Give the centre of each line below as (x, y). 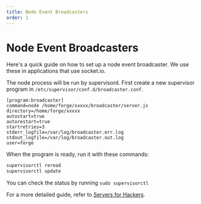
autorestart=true (28, 122)
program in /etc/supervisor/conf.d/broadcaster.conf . (75, 90)
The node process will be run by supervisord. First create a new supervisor (100, 83)
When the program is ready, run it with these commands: (78, 154)
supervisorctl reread (34, 166)
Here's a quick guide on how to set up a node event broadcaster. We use (98, 65)
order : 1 (17, 18)
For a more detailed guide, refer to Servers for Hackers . (76, 195)
